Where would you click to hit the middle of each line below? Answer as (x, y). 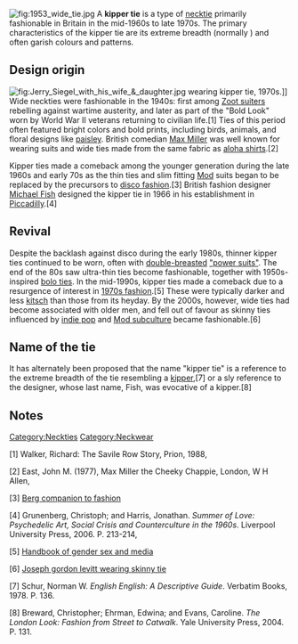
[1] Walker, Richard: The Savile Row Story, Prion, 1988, (108, 454)
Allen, (20, 481)
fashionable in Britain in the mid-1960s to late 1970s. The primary (128, 23)
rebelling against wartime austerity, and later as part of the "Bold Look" (139, 110)
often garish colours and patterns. (72, 42)
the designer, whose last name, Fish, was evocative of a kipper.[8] (130, 387)
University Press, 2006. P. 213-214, (73, 534)
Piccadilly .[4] (33, 203)
